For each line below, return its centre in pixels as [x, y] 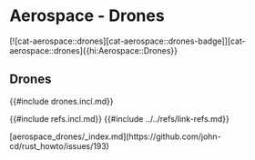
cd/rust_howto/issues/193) [59, 145]
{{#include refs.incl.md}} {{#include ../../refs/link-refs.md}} [119, 118]
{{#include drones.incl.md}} [61, 101]
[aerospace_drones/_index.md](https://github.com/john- [115, 136]
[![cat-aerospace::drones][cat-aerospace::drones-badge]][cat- [127, 41]
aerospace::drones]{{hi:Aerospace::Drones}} [93, 50]
